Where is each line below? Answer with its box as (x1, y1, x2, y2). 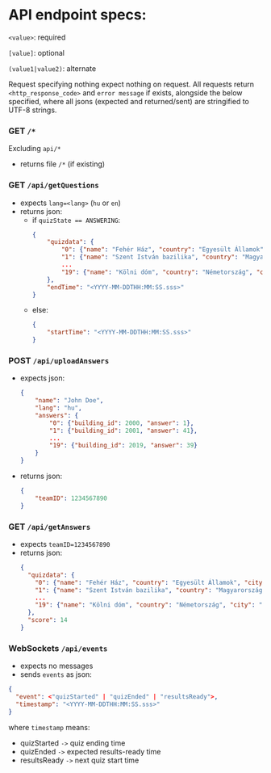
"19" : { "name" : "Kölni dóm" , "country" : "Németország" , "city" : (35, 601, 256, 609)
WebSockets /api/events (8, 642, 108, 653)
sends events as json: (19, 670, 93, 679)
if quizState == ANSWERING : (31, 215, 121, 225)
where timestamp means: (8, 722, 90, 732)
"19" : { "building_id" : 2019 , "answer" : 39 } (49, 442, 198, 450)
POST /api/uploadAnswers (8, 355, 110, 366)
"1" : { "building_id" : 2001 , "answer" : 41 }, (49, 426, 198, 435)
